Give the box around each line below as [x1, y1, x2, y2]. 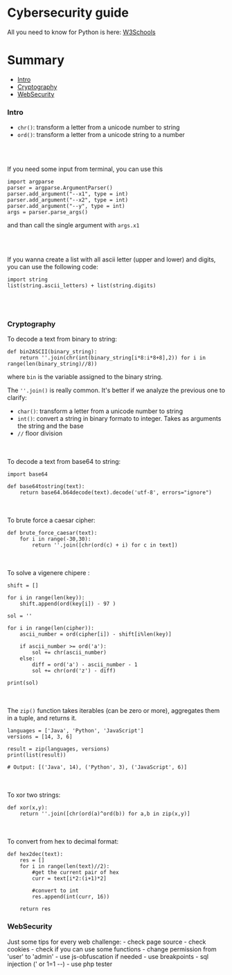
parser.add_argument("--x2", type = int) [7, 197, 129, 204]
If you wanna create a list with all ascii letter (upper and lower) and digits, [7, 255, 216, 264]
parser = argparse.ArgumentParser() [7, 184, 113, 192]
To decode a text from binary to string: [7, 335, 118, 344]
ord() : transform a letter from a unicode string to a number [17, 131, 186, 139]
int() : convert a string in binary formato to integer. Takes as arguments [17, 414, 222, 423]
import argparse [7, 179, 54, 186]
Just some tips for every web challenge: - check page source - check [7, 937, 206, 946]
